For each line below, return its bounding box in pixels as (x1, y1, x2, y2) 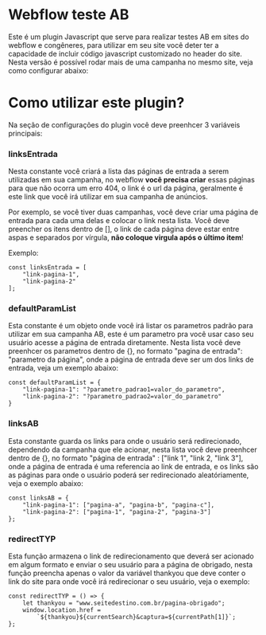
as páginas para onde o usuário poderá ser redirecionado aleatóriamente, (8, 470, 249, 480)
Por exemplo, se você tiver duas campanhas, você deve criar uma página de (8, 207, 259, 217)
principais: (8, 128, 43, 138)
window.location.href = (22, 606, 102, 614)
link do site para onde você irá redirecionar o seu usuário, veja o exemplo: (8, 577, 250, 586)
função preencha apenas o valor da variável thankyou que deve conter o (8, 568, 246, 578)
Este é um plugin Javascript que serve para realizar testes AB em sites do (8, 32, 249, 41)
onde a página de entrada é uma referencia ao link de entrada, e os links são (8, 461, 259, 471)
